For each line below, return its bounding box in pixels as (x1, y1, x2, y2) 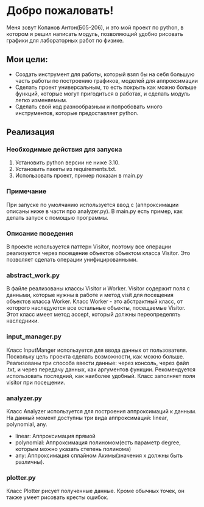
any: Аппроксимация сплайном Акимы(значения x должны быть (15, 452, 183, 459)
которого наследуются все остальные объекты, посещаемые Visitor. (6, 304, 186, 312)
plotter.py (6, 473, 37, 481)
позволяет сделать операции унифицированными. (6, 256, 138, 264)
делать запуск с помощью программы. (6, 214, 108, 221)
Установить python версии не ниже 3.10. (15, 159, 120, 166)
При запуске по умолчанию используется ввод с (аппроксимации (6, 201, 179, 208)
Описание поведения (6, 229, 74, 237)
